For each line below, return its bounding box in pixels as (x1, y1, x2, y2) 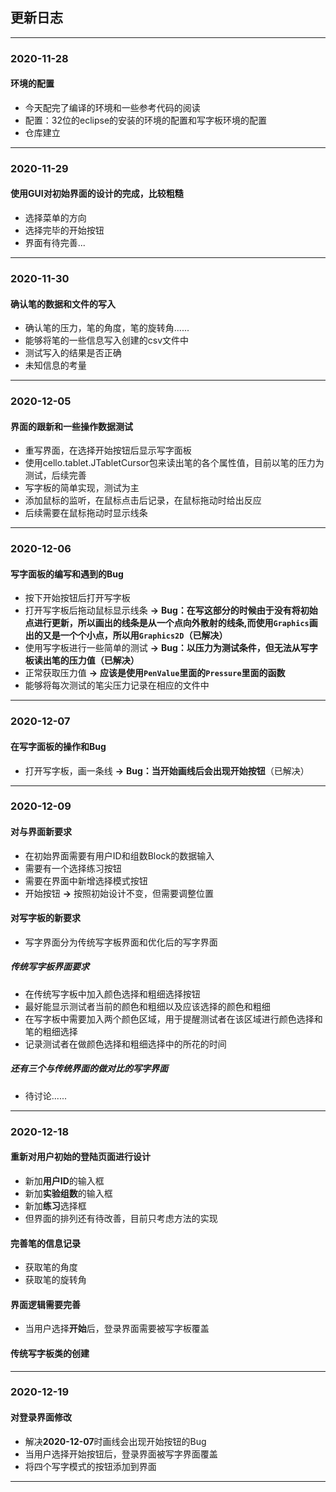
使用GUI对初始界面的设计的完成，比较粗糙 (10, 188, 184, 200)
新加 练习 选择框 (24, 1199, 87, 1212)
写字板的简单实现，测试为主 (24, 482, 140, 494)
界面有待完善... (24, 237, 86, 249)
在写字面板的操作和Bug (10, 740, 107, 752)
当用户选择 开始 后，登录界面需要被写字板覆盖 (24, 1323, 210, 1335)
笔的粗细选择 (24, 1025, 78, 1037)
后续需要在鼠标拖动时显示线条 (24, 507, 148, 519)
